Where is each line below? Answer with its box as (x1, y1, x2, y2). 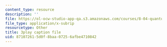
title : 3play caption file (5, 30, 61, 35)
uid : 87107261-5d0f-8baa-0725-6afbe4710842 (5, 35, 97, 40)
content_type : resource (5, 7, 55, 12)
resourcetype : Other (5, 25, 48, 30)
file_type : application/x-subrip (5, 21, 75, 26)
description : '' (5, 12, 39, 17)
